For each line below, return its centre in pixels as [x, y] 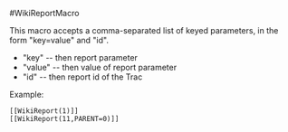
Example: [27, 94]
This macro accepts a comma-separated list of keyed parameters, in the [144, 30]
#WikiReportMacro [44, 13]
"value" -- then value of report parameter [100, 67]
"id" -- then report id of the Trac [82, 77]
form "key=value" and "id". [59, 40]
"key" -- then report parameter [80, 57]
